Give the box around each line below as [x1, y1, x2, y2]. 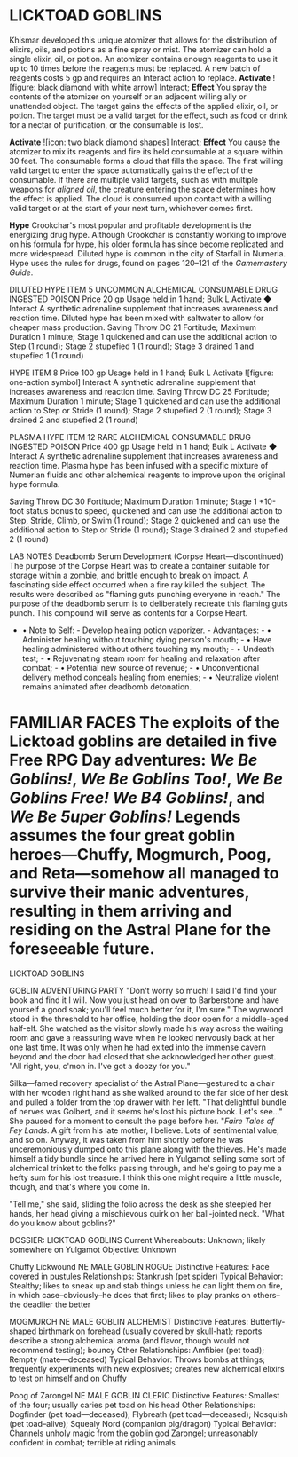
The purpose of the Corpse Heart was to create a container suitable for [9, 560, 270, 571]
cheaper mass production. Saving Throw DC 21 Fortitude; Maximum [9, 321, 257, 333]
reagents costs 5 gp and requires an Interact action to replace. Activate [9, 72, 271, 83]
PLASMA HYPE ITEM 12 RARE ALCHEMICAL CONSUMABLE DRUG [9, 431, 251, 442]
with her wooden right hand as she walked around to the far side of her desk [9, 1087, 289, 1098]
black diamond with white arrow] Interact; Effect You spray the [37, 82, 268, 92]
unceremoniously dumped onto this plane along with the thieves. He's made [9, 1144, 287, 1154]
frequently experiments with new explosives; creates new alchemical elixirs [9, 1363, 286, 1374]
